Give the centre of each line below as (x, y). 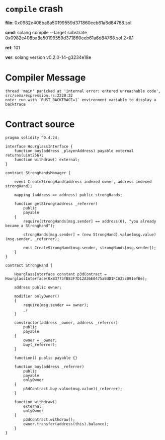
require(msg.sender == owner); (56, 305)
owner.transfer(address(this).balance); (66, 424)
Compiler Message (46, 78)
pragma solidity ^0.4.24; (32, 137)
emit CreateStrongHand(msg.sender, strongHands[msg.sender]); (90, 248)
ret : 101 (13, 47)
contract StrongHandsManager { (38, 173)
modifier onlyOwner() (37, 296)
